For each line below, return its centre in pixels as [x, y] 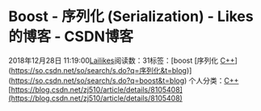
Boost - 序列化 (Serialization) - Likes [131, 16]
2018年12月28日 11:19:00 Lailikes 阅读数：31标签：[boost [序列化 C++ [122, 60]
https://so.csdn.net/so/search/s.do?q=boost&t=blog [98, 80]
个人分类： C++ [214, 80]
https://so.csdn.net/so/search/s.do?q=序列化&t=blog [99, 70]
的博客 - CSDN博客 [71, 37]
